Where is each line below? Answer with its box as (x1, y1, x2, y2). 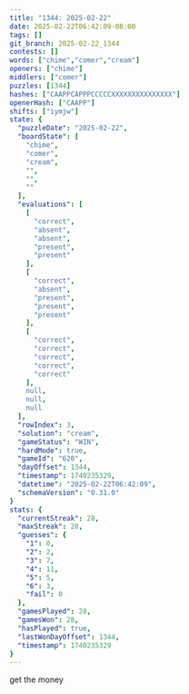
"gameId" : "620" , (17, 454, 84, 463)
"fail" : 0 (25, 590, 64, 599)
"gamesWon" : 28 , (17, 616, 79, 625)
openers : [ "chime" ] (9, 65, 84, 74)
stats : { (9, 505, 43, 514)
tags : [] (9, 30, 43, 39)
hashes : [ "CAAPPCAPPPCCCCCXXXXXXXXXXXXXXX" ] (9, 89, 181, 98)
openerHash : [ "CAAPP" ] (9, 98, 95, 108)
